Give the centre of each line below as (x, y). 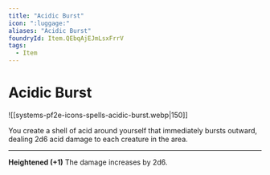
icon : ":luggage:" (39, 23)
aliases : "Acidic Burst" (50, 31)
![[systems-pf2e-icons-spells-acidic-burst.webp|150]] (98, 115)
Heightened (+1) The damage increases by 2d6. (88, 162)
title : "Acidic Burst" (46, 16)
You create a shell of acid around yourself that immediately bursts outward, (133, 130)
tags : (17, 46)
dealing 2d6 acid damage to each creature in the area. (98, 139)
